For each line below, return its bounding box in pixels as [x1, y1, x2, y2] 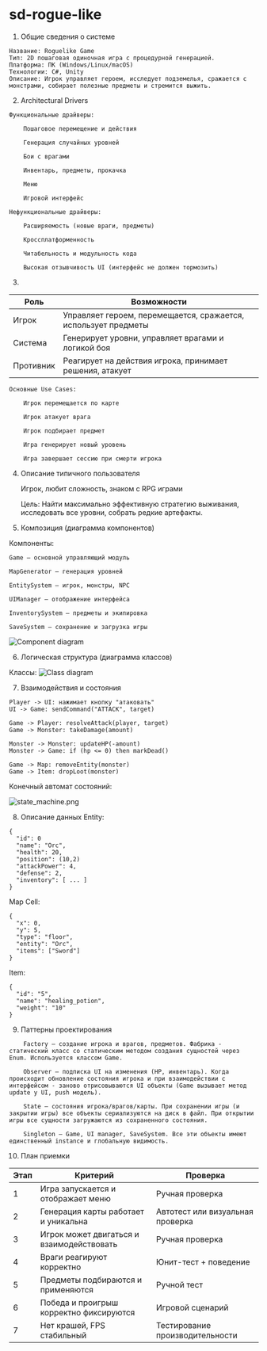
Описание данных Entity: [20, 812, 105, 822]
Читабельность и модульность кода [23, 250, 137, 258]
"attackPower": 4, [16, 862, 78, 870]
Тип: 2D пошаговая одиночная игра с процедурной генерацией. [9, 54, 216, 62]
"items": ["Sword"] [16, 947, 81, 955]
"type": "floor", [16, 933, 74, 941]
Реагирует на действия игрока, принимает [63, 355, 228, 366]
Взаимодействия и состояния [20, 683, 121, 693]
